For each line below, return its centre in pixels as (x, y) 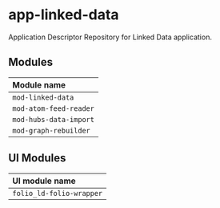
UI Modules (37, 158)
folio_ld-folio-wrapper (58, 193)
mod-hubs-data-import (53, 119)
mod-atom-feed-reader (53, 108)
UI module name (44, 181)
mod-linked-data (43, 97)
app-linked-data (64, 15)
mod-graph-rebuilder (51, 131)
